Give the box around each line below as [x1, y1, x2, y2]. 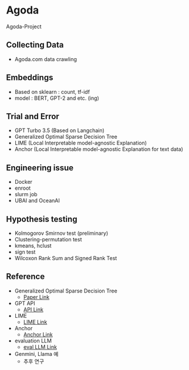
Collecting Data [6, 40, 64, 50]
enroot [14, 184, 31, 191]
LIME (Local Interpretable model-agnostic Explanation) [14, 139, 147, 147]
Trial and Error [6, 111, 60, 121]
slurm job [14, 191, 38, 198]
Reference [6, 271, 45, 282]
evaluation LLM [14, 337, 52, 344]
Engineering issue [6, 163, 74, 173]
